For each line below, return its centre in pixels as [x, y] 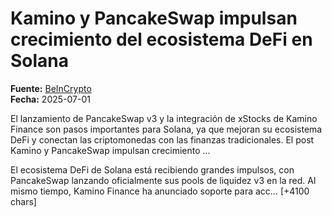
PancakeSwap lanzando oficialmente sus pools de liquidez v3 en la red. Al [163, 180]
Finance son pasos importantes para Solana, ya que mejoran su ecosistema [166, 129]
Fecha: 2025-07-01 [50, 99]
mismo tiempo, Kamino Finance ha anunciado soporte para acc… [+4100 [160, 191]
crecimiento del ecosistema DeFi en [161, 39]
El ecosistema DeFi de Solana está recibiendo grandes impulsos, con [152, 169]
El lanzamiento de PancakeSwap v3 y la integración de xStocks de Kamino [164, 118]
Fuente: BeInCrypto [51, 88]
